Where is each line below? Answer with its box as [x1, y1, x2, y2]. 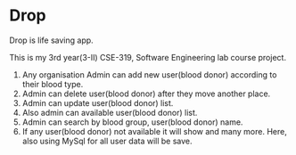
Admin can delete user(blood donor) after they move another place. [21, 88, 271, 99]
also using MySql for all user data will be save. [21, 135, 193, 146]
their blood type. [21, 78, 84, 89]
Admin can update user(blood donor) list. [21, 97, 174, 108]
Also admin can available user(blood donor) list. [21, 107, 198, 118]
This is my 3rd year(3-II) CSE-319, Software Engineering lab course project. [9, 52, 287, 62]
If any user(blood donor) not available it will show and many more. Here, [21, 126, 287, 136]
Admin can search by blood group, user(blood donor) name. [21, 117, 243, 127]
